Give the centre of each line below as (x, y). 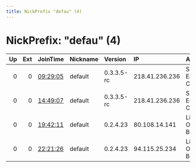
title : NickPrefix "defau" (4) (44, 11)
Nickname (84, 59)
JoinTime (51, 59)
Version (115, 59)
